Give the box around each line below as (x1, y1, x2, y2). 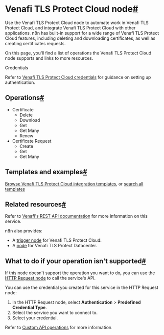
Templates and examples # (5, 168, 87, 176)
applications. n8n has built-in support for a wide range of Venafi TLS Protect (5, 30, 159, 36)
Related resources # (5, 200, 66, 208)
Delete (19, 112, 33, 118)
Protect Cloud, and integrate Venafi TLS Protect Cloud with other (5, 25, 136, 30)
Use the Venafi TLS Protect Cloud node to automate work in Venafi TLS (5, 20, 149, 26)
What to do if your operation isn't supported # (5, 257, 146, 265)
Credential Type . (12, 305, 47, 310)
